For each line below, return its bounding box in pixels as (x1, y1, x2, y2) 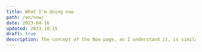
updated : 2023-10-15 (6, 25, 58, 32)
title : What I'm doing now (6, 8, 74, 15)
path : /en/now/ (6, 14, 44, 20)
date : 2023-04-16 (6, 20, 50, 26)
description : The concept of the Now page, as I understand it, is (6, 36, 179, 42)
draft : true (6, 31, 36, 37)
